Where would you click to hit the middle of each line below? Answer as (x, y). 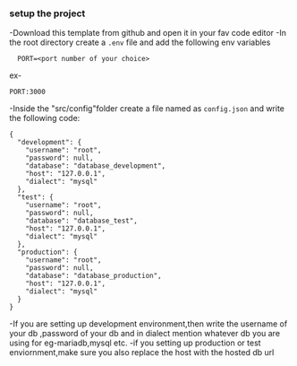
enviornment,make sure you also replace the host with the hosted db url (142, 353)
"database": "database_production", (94, 276)
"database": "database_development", (96, 166)
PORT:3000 (28, 92)
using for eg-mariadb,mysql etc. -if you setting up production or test (135, 343)
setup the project (47, 13)
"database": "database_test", (82, 221)
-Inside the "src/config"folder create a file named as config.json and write (147, 109)
